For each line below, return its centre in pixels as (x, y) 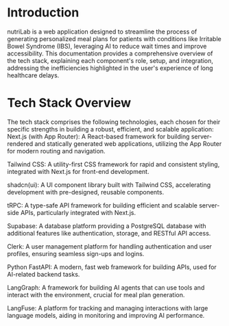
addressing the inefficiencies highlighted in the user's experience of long (110, 68)
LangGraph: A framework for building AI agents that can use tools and (106, 287)
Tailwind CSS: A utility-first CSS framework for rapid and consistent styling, (113, 164)
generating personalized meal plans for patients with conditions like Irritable (114, 38)
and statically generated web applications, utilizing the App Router (128, 143)
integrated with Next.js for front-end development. (78, 171)
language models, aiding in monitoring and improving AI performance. (106, 315)
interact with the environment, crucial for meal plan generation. (96, 294)
